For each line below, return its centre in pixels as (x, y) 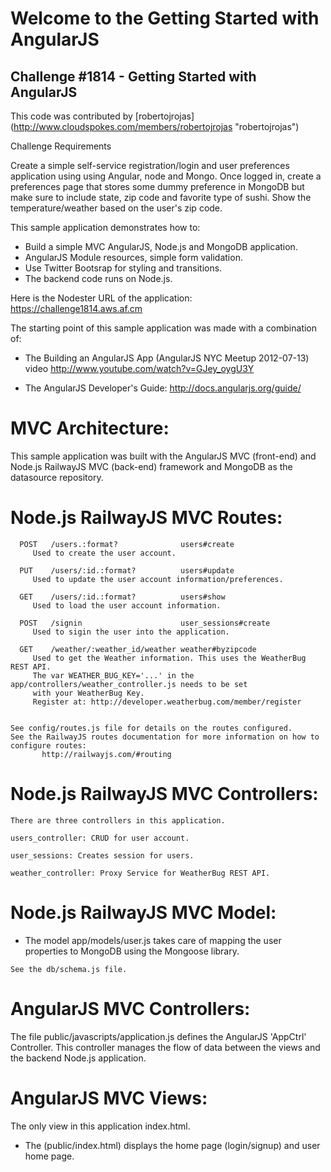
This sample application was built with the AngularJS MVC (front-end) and (163, 456)
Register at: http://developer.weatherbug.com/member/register (167, 702)
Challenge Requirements (61, 146)
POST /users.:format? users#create (127, 544)
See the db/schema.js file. (69, 969)
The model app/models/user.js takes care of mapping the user (153, 940)
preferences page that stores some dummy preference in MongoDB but (157, 186)
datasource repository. (57, 477)
